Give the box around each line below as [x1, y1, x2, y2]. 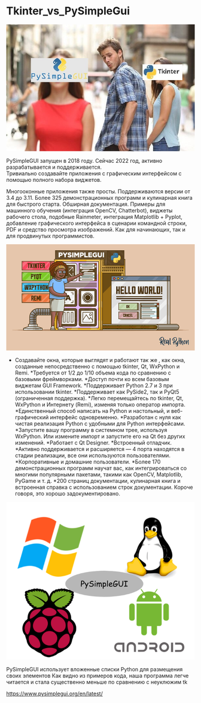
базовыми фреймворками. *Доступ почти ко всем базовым [14, 375, 169, 382]
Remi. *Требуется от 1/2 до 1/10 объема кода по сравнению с [14, 369, 172, 376]
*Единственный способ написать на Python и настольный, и [14, 407, 170, 414]
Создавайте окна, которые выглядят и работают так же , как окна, [14, 356, 185, 363]
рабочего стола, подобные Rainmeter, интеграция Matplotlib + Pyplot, [6, 214, 182, 221]
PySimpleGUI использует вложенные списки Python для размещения [6, 666, 183, 673]
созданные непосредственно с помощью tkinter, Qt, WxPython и [14, 363, 180, 370]
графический [14, 413, 49, 421]
